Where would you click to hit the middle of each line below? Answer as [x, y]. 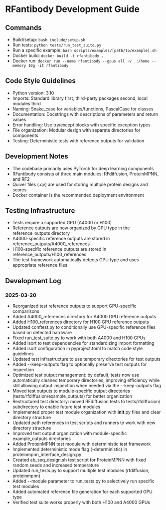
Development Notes [37, 157]
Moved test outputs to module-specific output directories [71, 391]
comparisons [26, 311]
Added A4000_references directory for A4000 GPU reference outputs [84, 317]
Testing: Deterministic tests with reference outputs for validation [78, 140]
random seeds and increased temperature [56, 465]
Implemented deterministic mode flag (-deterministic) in [70, 449]
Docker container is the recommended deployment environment [78, 195]
